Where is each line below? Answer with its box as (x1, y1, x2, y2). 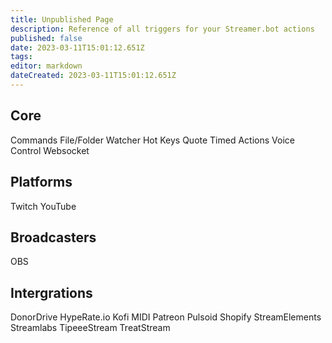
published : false (10, 33, 83, 43)
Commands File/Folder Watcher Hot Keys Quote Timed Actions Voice (10, 134, 295, 146)
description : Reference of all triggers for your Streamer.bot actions (10, 24, 315, 34)
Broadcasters (10, 229, 97, 246)
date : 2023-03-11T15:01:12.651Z (10, 42, 145, 53)
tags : (10, 52, 33, 62)
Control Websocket (10, 144, 90, 156)
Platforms (10, 174, 73, 191)
